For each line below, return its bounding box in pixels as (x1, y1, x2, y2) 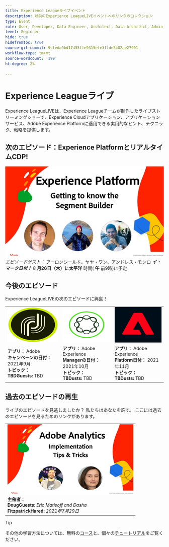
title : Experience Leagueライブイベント (5, 8, 86, 13)
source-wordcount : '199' (5, 56, 57, 61)
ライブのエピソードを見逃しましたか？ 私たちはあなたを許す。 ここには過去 (5, 407, 162, 413)
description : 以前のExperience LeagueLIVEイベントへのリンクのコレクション (5, 13, 153, 19)
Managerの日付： (62, 357, 100, 363)
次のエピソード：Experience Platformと (5, 143, 130, 151)
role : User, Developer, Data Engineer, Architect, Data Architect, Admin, (5, 24, 165, 29)
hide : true (5, 35, 28, 40)
